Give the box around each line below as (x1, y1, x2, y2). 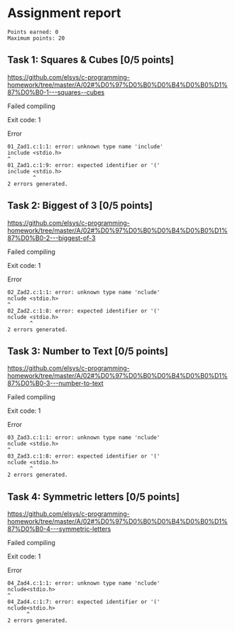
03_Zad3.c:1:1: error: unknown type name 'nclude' (7, 434, 160, 441)
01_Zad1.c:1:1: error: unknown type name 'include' (7, 143, 163, 150)
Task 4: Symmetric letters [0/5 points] (7, 490, 180, 502)
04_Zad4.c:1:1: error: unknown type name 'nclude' (7, 580, 160, 587)
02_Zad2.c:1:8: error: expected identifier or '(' (7, 307, 160, 314)
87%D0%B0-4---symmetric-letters (7, 524, 111, 534)
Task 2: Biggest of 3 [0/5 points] (7, 200, 153, 212)
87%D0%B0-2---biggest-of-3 (7, 233, 96, 242)
